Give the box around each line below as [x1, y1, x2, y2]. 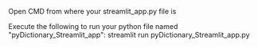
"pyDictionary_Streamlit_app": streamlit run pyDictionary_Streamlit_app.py [8, 31, 250, 39]
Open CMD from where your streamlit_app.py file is [8, 7, 177, 16]
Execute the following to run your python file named [8, 22, 178, 31]
